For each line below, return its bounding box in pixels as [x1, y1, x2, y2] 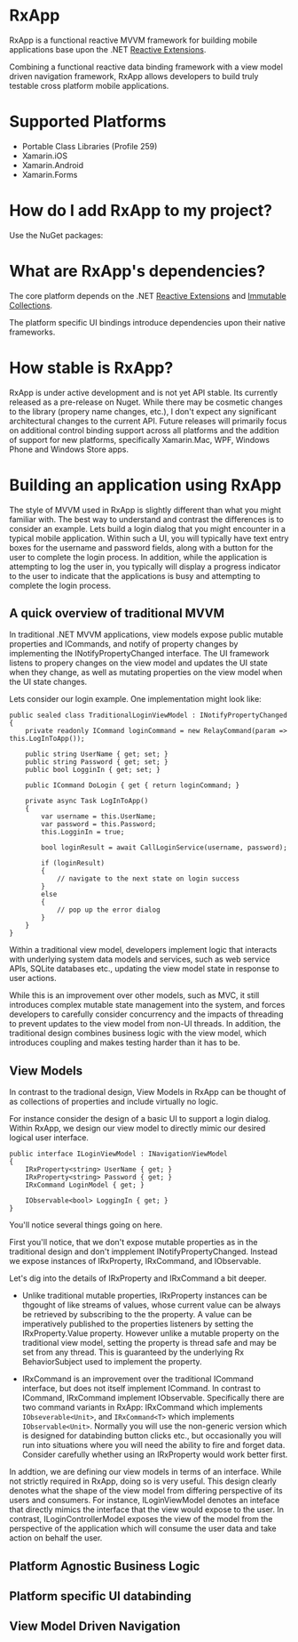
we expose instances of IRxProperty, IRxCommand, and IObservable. [9, 1256, 262, 1267]
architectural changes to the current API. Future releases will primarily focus [9, 415, 287, 426]
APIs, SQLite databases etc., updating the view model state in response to [9, 963, 279, 974]
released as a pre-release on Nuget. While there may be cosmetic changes [9, 397, 284, 407]
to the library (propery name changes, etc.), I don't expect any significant [9, 406, 277, 416]
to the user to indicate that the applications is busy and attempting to [9, 570, 261, 581]
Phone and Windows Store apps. [9, 444, 129, 455]
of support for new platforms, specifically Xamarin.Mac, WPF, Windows [9, 434, 271, 445]
